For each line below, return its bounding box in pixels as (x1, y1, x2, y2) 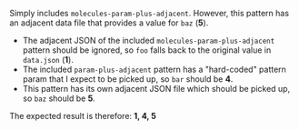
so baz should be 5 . (22, 93, 95, 104)
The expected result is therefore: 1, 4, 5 (9, 111, 156, 121)
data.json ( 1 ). (22, 55, 75, 65)
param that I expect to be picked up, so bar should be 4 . (22, 74, 234, 85)
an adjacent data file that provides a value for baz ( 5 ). (9, 17, 209, 28)
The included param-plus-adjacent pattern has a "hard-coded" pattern (22, 64, 286, 75)
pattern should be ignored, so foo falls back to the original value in (22, 45, 272, 55)
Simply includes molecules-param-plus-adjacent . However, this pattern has (9, 8, 289, 18)
